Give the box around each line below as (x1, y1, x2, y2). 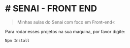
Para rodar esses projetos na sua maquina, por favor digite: (5, 28, 126, 34)
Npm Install (5, 38, 30, 43)
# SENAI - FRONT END (5, 3, 97, 14)
